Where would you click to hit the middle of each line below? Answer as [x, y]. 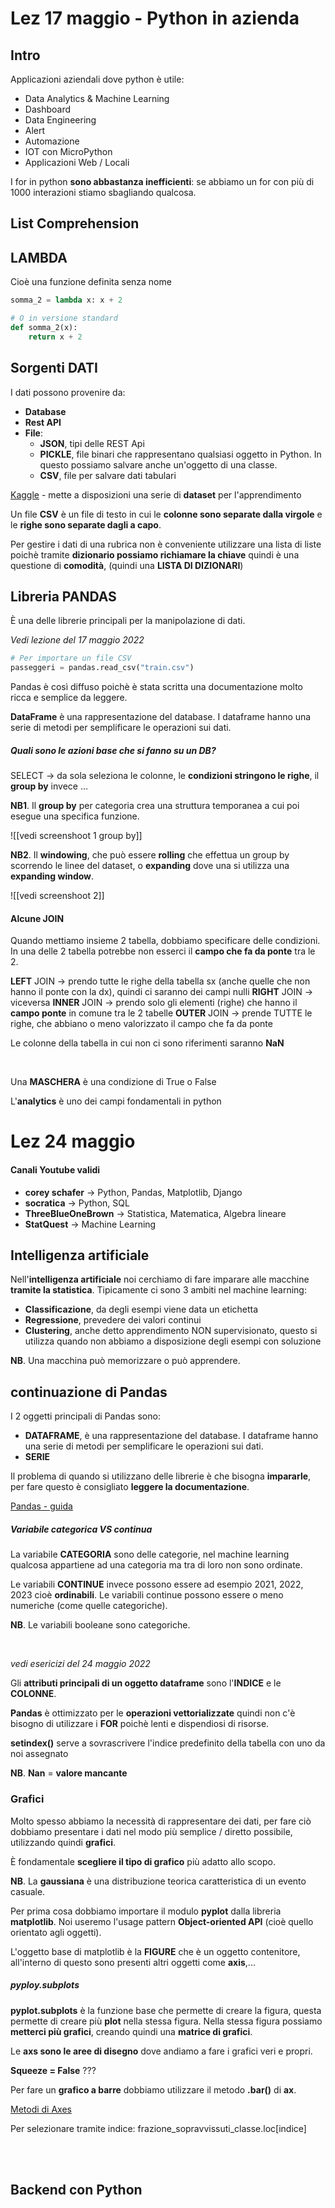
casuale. [28, 1891]
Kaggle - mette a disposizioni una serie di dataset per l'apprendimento [156, 494]
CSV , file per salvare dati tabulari [108, 475]
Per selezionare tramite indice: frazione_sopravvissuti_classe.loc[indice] [158, 2128]
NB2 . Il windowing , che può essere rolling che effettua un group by [150, 855]
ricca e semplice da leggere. [69, 698]
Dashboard [48, 109]
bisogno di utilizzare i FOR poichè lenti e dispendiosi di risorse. [140, 1724]
